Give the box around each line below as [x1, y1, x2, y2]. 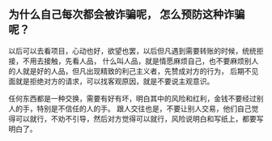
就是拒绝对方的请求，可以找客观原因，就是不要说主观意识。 [15, 76, 215, 86]
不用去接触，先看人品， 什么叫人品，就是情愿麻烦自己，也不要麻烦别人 [22, 56, 259, 66]
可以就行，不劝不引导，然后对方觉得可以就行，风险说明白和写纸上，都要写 [15, 113, 264, 123]
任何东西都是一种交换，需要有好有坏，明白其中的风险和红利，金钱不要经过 [8, 93, 257, 103]
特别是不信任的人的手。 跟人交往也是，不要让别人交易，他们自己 [36, 104, 252, 113]
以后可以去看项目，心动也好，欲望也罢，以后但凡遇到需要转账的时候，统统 [8, 45, 257, 55]
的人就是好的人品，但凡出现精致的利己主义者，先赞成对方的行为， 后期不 [8, 66, 252, 75]
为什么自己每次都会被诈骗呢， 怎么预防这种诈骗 [8, 7, 245, 22]
